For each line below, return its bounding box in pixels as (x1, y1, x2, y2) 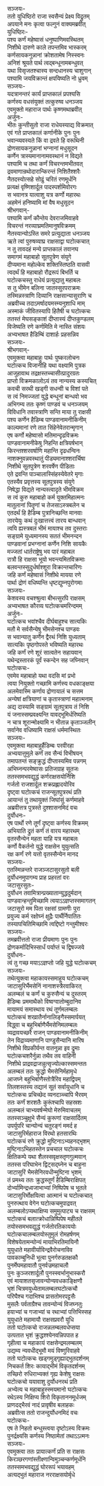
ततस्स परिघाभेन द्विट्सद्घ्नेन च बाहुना (7, 1161, 86, 1168)
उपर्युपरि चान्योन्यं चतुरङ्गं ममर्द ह (7, 1122, 77, 1129)
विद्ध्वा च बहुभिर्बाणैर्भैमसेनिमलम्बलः (7, 1021, 78, 1029)
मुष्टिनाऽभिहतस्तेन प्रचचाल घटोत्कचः (7, 1145, 84, 1153)
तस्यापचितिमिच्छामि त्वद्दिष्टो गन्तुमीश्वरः (7, 920, 89, 928)
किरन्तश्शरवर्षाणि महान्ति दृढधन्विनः (7, 447, 81, 454)
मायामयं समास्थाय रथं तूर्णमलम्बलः (7, 1005, 79, 1013)
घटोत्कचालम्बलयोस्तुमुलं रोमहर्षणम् (7, 1230, 80, 1238)
